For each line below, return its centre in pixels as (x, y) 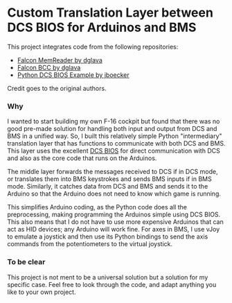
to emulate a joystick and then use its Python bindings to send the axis (108, 236)
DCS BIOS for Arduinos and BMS (102, 27)
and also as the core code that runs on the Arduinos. (82, 158)
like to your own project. (42, 292)
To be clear (26, 262)
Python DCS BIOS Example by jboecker (73, 75)
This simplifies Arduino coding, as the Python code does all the (97, 207)
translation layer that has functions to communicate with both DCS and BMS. (116, 144)
